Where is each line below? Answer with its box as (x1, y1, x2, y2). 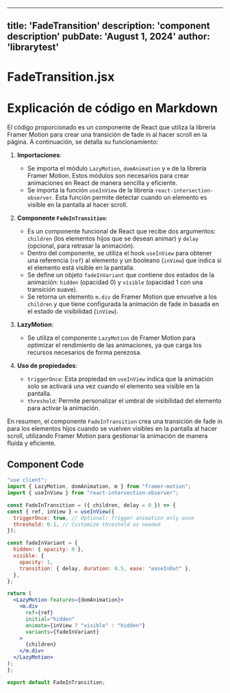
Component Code (7, 458, 84, 470)
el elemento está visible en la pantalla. (27, 263, 135, 271)
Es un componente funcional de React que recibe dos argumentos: (27, 227, 216, 235)
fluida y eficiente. (7, 439, 56, 447)
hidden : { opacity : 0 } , (13, 546, 84, 553)
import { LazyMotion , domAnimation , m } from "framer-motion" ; (7, 483, 192, 490)
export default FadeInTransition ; (7, 679, 106, 685)
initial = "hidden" (25, 616, 75, 622)
